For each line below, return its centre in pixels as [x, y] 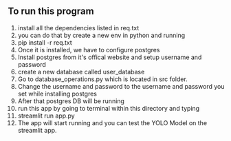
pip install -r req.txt [45, 42]
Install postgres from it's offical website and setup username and [110, 57]
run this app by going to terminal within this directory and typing [109, 108]
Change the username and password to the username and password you [121, 86]
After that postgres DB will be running [71, 101]
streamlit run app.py [46, 116]
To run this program [51, 11]
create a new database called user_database [81, 72]
